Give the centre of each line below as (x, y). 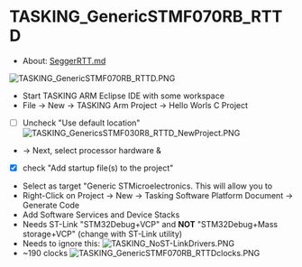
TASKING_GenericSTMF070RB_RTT (146, 17)
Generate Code (50, 206)
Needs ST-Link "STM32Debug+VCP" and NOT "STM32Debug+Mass (150, 225)
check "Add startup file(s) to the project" (98, 168)
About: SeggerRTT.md (64, 60)
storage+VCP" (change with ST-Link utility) (102, 234)
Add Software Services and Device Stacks (101, 215)
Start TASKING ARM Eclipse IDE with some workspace (124, 96)
